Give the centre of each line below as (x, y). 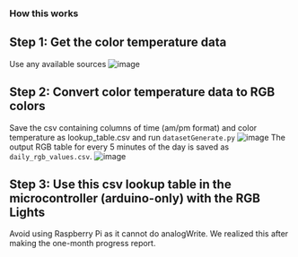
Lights (27, 212)
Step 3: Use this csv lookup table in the (120, 184)
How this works (44, 13)
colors (28, 106)
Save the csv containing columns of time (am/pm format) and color (133, 127)
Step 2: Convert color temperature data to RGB (142, 92)
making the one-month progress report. (83, 244)
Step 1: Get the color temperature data (118, 43)
